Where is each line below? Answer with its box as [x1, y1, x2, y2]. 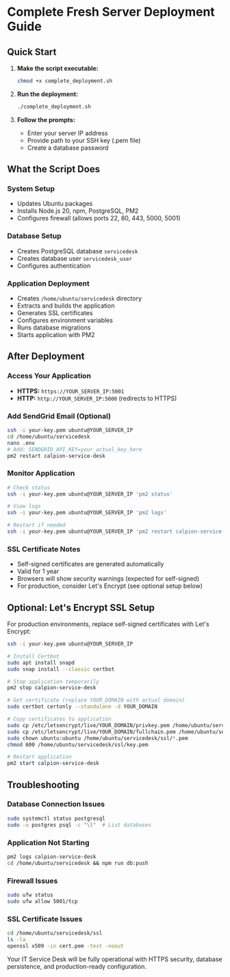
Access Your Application [7, 371, 91, 381]
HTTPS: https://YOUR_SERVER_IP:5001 [16, 387, 125, 395]
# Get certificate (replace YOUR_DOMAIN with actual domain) [7, 697, 186, 704]
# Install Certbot [7, 653, 60, 660]
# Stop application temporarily [7, 678, 99, 685]
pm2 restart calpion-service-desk [7, 452, 106, 459]
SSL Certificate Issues [7, 914, 83, 923]
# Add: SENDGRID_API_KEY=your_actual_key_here [7, 446, 142, 453]
